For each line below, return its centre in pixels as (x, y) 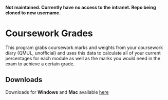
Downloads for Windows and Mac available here (57, 92)
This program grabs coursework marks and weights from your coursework (84, 47)
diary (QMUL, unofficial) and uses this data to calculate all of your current (83, 53)
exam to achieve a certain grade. (40, 64)
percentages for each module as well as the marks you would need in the (83, 58)
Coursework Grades (49, 33)
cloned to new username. (33, 13)
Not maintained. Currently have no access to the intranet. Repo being (81, 7)
